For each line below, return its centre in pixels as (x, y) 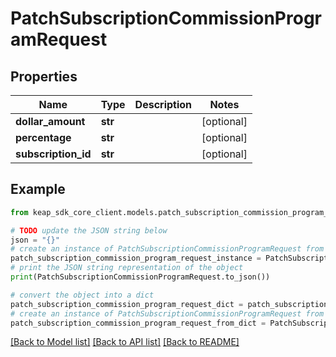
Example (38, 189)
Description (163, 104)
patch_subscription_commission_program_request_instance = (136, 258)
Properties (44, 76)
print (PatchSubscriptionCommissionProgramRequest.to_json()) (140, 277)
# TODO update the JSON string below (89, 230)
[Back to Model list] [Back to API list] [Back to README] (125, 342)
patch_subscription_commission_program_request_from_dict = (138, 323)
